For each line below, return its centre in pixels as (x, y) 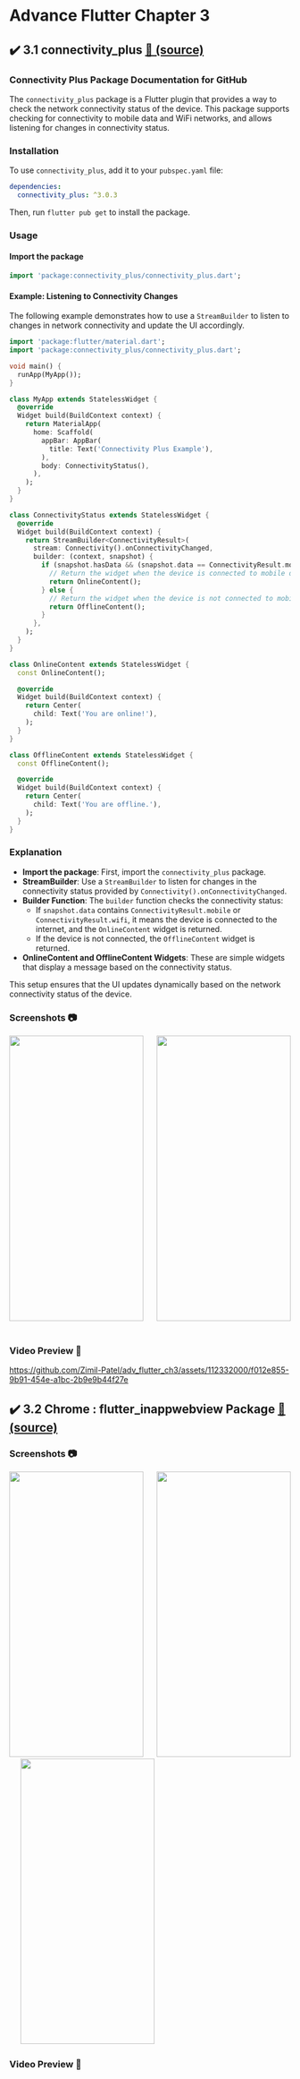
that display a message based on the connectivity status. (127, 967)
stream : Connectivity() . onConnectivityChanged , (123, 548)
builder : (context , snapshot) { (93, 557)
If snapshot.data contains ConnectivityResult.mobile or (138, 910)
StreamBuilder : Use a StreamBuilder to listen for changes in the (139, 881)
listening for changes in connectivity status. (89, 127)
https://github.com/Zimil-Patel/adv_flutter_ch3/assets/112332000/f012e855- (149, 1370)
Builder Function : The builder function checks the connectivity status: (153, 900)
